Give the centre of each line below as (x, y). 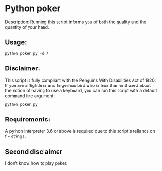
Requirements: (28, 119)
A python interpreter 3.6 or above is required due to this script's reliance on (80, 131)
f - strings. (15, 136)
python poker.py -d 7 (27, 53)
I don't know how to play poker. (36, 163)
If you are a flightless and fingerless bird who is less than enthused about (78, 85)
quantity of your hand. (27, 27)
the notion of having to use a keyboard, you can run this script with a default (81, 90)
